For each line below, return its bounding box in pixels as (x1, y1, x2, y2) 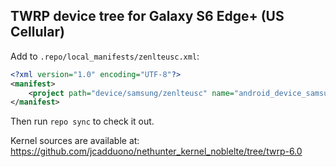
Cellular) (10, 24, 65, 41)
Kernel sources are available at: (10, 135, 140, 147)
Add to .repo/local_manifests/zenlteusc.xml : (10, 50, 200, 62)
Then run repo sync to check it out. (10, 115, 155, 128)
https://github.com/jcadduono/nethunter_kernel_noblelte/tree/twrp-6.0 (10, 145, 303, 158)
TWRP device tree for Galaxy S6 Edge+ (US (10, 8, 285, 25)
